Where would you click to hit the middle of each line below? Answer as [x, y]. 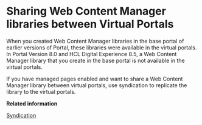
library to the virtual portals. [41, 91]
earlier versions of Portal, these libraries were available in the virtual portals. [102, 48]
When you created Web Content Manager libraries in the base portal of [95, 41]
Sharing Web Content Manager [86, 11]
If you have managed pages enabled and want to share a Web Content [95, 79]
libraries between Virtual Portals [90, 24]
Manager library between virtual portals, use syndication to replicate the [97, 85]
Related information [32, 103]
